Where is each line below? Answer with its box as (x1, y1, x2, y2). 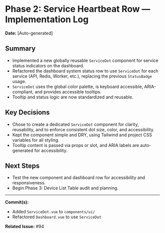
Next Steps (5, 161, 40, 170)
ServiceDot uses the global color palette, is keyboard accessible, (12, 84, 143, 89)
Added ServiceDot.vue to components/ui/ (12, 209, 95, 215)
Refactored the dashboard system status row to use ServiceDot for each (12, 68, 159, 74)
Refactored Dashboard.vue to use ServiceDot (12, 214, 102, 220)
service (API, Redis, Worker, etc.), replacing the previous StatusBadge (12, 73, 152, 79)
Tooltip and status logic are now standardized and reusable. (12, 94, 134, 100)
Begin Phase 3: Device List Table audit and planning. (12, 185, 119, 191)
